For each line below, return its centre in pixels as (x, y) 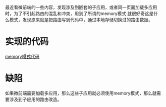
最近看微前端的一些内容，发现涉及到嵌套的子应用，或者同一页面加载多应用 (81, 7)
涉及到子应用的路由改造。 (35, 99)
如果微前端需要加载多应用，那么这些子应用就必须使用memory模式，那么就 (81, 93)
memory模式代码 (22, 56)
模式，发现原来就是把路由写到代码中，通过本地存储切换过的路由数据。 (81, 20)
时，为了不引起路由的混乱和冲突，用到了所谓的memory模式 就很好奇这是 (79, 13)
